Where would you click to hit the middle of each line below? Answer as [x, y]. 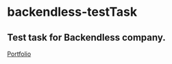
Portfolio [19, 54]
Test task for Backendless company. [86, 38]
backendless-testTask [72, 12]
